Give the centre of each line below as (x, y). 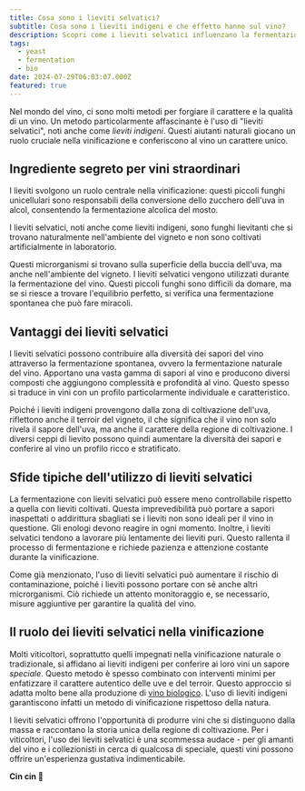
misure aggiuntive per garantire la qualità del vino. (103, 604)
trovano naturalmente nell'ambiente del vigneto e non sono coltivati (135, 237)
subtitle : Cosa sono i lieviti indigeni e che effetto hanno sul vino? (148, 26)
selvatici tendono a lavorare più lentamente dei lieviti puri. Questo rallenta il (150, 538)
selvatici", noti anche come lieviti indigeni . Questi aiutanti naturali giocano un (152, 130)
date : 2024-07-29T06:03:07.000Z (70, 77)
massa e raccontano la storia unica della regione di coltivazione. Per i (139, 729)
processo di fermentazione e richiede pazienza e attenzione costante (139, 547)
